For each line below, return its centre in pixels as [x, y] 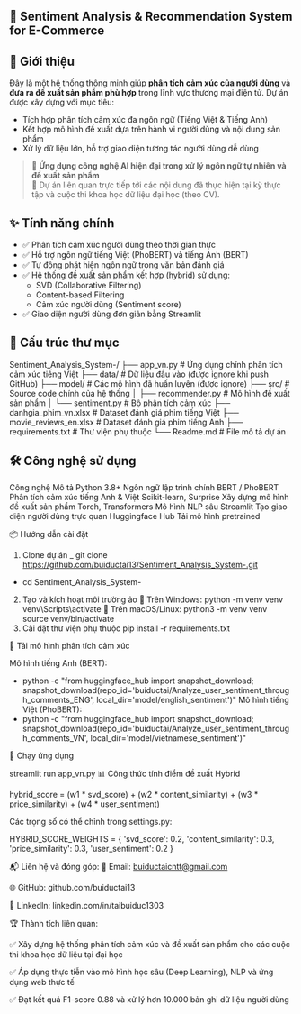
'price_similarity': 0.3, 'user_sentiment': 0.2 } [91, 848]
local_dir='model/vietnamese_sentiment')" [168, 738]
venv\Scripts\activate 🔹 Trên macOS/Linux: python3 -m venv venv [145, 608]
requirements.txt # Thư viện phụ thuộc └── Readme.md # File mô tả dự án [147, 431]
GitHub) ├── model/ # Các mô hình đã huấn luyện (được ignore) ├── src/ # [150, 383]
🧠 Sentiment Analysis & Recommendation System [151, 17]
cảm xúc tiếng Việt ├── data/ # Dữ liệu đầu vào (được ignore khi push [139, 374]
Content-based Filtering [80, 295]
